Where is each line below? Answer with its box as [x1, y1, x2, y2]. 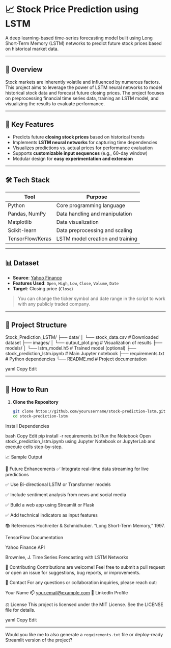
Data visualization [56, 219, 99, 226]
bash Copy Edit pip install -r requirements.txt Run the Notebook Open [5, 432, 151, 439]
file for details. [5, 607, 36, 613]
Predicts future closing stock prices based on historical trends [12, 133, 145, 140]
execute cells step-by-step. [5, 444, 63, 450]
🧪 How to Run [5, 385, 49, 394]
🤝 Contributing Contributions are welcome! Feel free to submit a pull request [5, 564, 165, 570]
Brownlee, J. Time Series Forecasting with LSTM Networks [5, 554, 129, 560]
